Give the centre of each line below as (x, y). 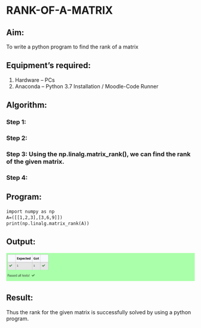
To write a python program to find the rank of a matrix (72, 47)
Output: (21, 242)
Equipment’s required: (48, 65)
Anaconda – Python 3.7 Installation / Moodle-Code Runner (86, 86)
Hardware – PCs (35, 80)
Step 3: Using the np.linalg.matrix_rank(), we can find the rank (98, 154)
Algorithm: (27, 105)
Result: (20, 298)
